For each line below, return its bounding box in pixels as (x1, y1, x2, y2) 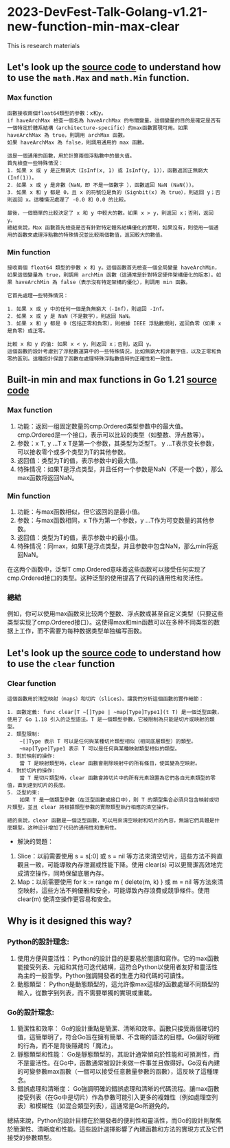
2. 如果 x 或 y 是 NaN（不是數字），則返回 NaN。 (7, 312, 134, 320)
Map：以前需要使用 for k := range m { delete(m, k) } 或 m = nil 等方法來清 (16, 878, 224, 886)
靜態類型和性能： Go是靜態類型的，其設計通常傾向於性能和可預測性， (16, 1050, 214, 1058)
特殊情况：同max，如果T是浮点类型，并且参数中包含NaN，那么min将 (16, 541, 213, 550)
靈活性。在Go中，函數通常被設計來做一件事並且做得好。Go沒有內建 (29, 1059, 220, 1067)
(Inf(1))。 (7, 174, 38, 181)
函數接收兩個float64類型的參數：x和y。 (7, 109, 106, 117)
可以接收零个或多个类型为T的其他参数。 (16, 448, 130, 456)
